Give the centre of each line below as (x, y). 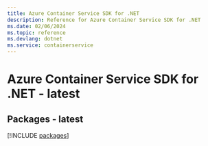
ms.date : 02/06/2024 (37, 26)
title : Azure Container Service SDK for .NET (73, 13)
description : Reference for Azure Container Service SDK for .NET (104, 20)
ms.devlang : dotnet (35, 39)
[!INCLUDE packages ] (38, 135)
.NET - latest (44, 94)
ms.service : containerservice (50, 45)
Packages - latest (45, 119)
